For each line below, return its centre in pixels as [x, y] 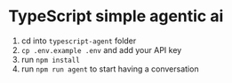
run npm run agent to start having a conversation [110, 69]
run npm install [51, 59]
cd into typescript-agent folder [79, 41]
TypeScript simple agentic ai [116, 16]
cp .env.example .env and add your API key [101, 49]
